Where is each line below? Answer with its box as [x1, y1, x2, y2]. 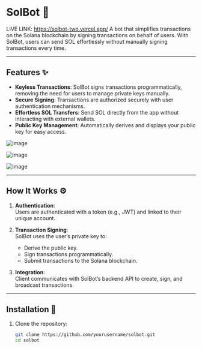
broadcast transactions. [14, 281, 74, 289]
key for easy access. [14, 128, 67, 135]
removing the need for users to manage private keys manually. [14, 89, 170, 97]
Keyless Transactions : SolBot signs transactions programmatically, [14, 83, 182, 91]
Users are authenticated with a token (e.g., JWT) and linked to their [14, 208, 182, 215]
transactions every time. [6, 44, 66, 52]
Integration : [14, 268, 45, 275]
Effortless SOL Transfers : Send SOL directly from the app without [14, 109, 179, 116]
